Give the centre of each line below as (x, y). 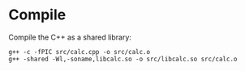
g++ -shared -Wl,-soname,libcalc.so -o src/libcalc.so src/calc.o (123, 59)
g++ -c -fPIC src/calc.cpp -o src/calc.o (80, 52)
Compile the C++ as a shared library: (70, 37)
